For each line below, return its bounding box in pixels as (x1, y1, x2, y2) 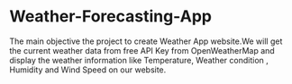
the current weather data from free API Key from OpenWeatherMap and (9, 45, 275, 55)
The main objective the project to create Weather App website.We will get (9, 36, 283, 46)
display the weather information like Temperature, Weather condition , (9, 55, 269, 65)
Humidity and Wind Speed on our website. (9, 64, 167, 75)
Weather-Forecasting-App (9, 6, 212, 27)
